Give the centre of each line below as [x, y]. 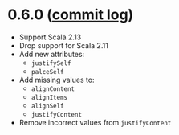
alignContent [53, 89]
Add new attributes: [52, 54]
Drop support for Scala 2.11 [64, 45]
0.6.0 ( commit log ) [71, 15]
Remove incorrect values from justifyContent [95, 122]
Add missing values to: [57, 80]
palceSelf [48, 72]
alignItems [49, 97]
